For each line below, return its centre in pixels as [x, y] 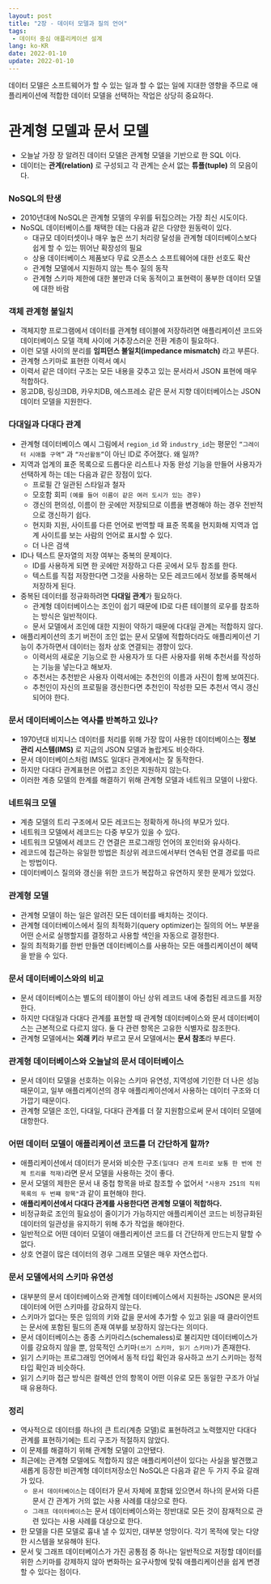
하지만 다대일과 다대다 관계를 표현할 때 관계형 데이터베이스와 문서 [123, 1017]
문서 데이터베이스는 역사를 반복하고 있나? [83, 720]
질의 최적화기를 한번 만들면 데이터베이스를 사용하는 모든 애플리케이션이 [131, 945]
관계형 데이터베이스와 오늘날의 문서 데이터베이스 [96, 1061]
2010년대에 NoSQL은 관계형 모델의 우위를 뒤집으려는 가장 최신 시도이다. [134, 218]
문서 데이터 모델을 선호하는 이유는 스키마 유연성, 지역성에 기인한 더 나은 [132, 1081]
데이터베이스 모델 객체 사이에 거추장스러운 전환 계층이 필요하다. [120, 340]
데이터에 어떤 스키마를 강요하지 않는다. [80, 1307]
